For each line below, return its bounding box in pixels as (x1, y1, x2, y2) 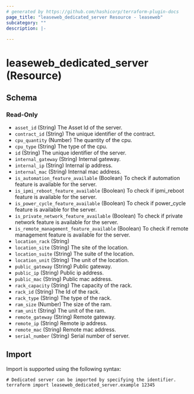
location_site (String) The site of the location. (14, 244, 129, 251)
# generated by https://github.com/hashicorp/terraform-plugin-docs (6, 8, 179, 15)
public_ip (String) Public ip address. (14, 269, 104, 276)
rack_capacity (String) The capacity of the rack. (14, 282, 132, 289)
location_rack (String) (14, 238, 70, 244)
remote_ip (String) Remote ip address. (14, 320, 108, 327)
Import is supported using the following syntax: (6, 365, 122, 372)
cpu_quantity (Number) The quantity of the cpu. (14, 137, 132, 143)
